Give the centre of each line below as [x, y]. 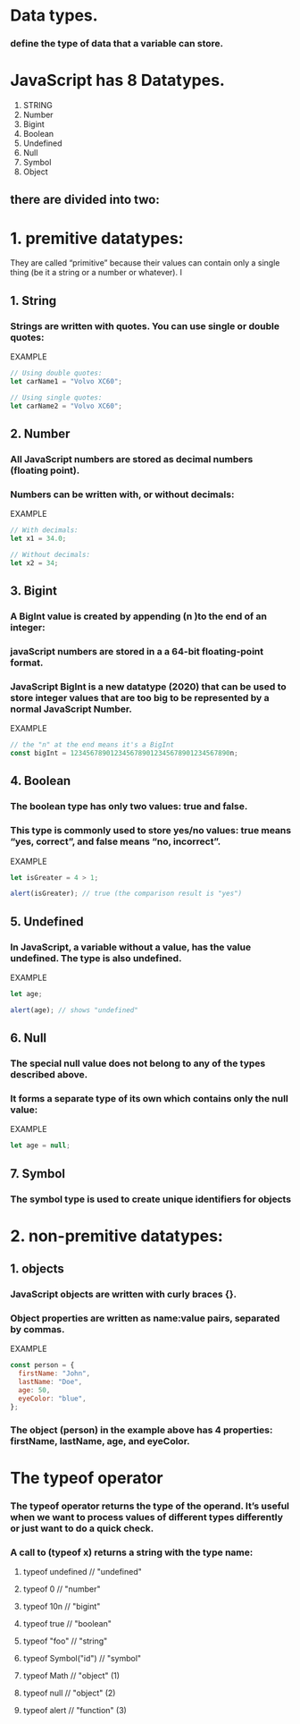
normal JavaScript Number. [71, 709]
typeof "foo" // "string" [65, 1641]
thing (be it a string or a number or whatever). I [96, 273]
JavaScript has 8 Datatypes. [118, 80]
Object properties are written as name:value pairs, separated [145, 1318]
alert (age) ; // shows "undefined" [75, 1010]
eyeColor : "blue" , [53, 1399]
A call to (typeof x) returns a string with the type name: [132, 1552]
